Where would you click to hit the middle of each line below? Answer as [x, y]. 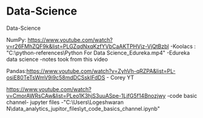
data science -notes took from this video [57, 59]
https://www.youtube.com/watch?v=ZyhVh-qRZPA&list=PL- [101, 71]
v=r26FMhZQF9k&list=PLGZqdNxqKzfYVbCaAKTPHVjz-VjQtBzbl [88, 46]
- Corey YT [120, 77]
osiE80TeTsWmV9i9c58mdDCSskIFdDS [56, 77]
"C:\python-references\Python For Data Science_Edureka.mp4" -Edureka [98, 52]
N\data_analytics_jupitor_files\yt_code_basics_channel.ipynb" [83, 108]
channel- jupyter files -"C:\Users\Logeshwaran [65, 102]
